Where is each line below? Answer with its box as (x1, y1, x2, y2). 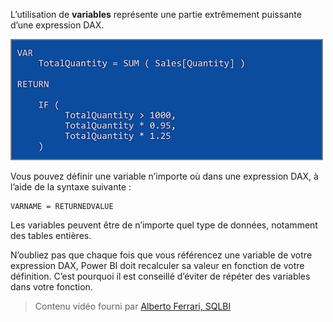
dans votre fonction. (10, 281, 93, 293)
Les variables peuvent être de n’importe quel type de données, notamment (10, 219, 318, 231)
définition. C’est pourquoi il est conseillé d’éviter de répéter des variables (10, 270, 311, 282)
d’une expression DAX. (10, 19, 105, 31)
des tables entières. (10, 230, 92, 241)
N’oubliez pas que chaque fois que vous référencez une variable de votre (10, 249, 313, 261)
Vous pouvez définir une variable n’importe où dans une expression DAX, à (10, 170, 319, 182)
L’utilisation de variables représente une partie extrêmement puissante (10, 9, 302, 20)
